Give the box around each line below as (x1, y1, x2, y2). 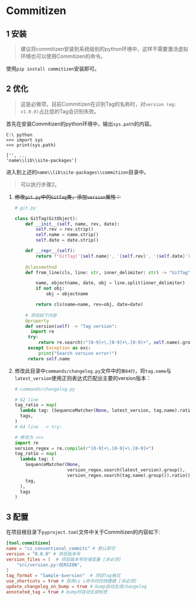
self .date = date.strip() (36, 237, 99, 243)
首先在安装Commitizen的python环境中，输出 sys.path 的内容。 (6, 120, 155, 127)
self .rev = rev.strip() (36, 226, 94, 232)
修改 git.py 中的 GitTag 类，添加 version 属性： (14, 193, 121, 200)
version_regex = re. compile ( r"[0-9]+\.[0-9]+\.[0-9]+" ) (14, 445, 154, 451)
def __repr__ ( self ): (25, 248, 75, 254)
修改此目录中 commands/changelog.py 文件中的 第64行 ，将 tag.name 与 (14, 367, 171, 374)
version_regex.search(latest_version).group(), (67, 467, 185, 473)
